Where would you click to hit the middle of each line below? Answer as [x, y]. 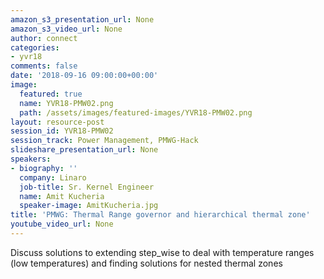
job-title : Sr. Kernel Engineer [87, 187]
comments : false [44, 66]
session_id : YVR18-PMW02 [62, 131]
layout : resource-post [57, 122]
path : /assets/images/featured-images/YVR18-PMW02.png [136, 112]
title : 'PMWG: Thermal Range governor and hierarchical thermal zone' [160, 215]
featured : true [51, 94]
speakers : [31, 159]
